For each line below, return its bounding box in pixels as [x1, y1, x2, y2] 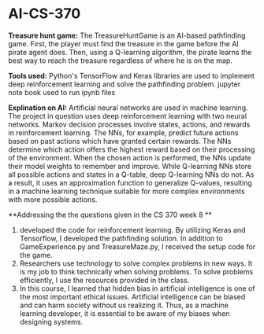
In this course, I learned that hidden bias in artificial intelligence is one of [19, 284, 255, 293]
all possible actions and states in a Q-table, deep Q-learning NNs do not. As [8, 170, 255, 179]
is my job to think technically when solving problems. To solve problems [19, 266, 254, 276]
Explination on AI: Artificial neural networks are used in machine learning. [8, 103, 248, 112]
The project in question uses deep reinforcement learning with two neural [8, 111, 247, 120]
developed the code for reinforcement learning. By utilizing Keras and [19, 225, 246, 234]
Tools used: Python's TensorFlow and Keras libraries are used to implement [8, 71, 255, 80]
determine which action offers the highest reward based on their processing [8, 145, 255, 154]
